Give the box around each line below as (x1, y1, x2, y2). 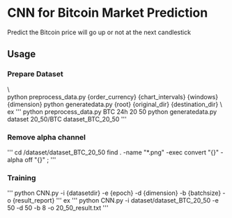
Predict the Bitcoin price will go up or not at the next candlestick (7, 28, 192, 36)
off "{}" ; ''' (24, 155, 56, 163)
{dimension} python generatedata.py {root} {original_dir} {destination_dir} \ (7, 100, 223, 108)
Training (7, 173, 36, 182)
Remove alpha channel (7, 132, 86, 142)
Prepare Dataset (7, 69, 64, 79)
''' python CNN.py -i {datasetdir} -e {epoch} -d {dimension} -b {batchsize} (7, 189, 222, 197)
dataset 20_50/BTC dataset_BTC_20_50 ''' (7, 115, 127, 123)
